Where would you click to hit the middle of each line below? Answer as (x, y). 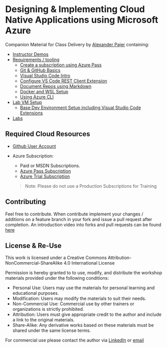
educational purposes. (36, 293)
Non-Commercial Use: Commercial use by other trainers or (73, 304)
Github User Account (34, 146)
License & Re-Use (33, 245)
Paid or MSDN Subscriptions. (50, 165)
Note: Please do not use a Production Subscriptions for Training (91, 186)
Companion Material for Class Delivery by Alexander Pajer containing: (77, 44)
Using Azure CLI (37, 97)
